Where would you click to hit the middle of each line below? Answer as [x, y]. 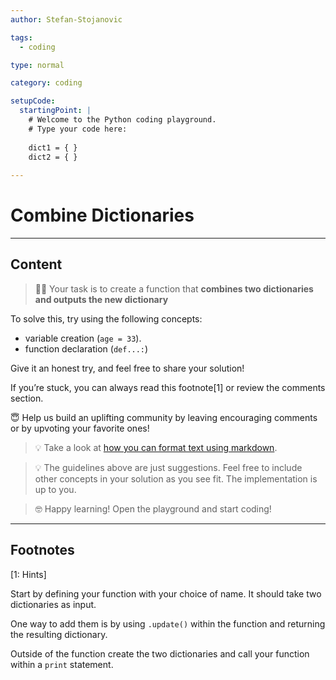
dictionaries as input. [53, 604]
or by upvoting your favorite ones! [80, 428]
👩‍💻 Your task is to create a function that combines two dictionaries [174, 288]
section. [27, 398]
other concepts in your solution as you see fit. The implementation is [176, 478]
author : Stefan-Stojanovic [66, 19]
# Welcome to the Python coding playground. [122, 120]
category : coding [46, 83]
